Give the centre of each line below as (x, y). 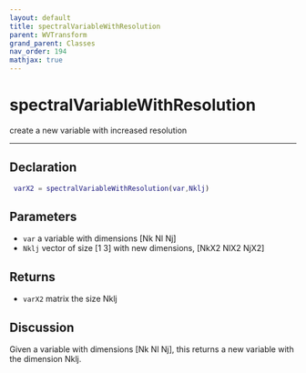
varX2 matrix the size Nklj (70, 299)
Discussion (42, 327)
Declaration (43, 168)
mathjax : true (36, 60)
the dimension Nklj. (46, 359)
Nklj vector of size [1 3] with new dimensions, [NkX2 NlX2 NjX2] (143, 248)
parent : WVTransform (49, 35)
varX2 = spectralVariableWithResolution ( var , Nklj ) (111, 188)
